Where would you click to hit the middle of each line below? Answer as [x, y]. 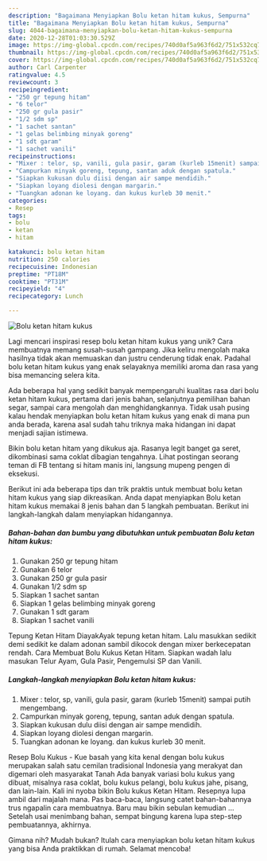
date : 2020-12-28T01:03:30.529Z [62, 38]
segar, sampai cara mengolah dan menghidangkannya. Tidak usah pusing [129, 407]
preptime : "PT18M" [39, 274]
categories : [28, 201]
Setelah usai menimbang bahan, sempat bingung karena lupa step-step [125, 816]
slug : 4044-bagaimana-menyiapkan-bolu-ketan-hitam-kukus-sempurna [120, 30]
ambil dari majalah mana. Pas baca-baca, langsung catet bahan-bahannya [130, 799]
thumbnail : [26, 53]
